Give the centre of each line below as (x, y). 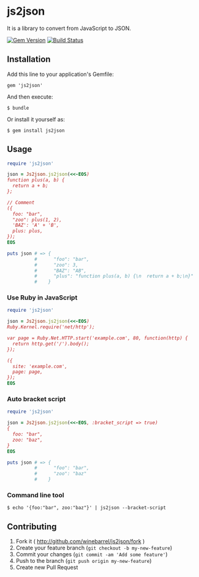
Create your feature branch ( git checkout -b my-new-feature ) (94, 548)
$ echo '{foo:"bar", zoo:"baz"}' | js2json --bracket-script (87, 508)
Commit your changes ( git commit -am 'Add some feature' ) (92, 554)
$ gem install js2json (36, 130)
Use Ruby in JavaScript (42, 298)
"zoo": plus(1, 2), (37, 220)
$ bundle (18, 108)
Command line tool (36, 495)
